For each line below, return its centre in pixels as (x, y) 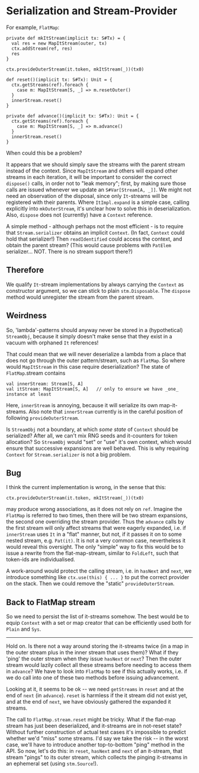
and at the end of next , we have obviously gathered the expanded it (89, 702)
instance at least (29, 394)
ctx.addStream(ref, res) (42, 49)
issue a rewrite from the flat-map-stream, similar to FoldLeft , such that (92, 553)
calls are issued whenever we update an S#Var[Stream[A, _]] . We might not (99, 189)
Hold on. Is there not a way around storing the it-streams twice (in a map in (98, 646)
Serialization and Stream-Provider (92, 11)
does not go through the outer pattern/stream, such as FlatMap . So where (96, 360)
